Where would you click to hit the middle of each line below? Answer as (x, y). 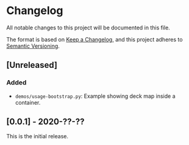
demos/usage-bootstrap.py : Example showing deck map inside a (95, 96)
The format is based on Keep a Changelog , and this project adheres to (94, 39)
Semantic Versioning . (33, 46)
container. (28, 102)
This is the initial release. (37, 136)
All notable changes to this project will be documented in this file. (88, 28)
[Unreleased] (32, 65)
